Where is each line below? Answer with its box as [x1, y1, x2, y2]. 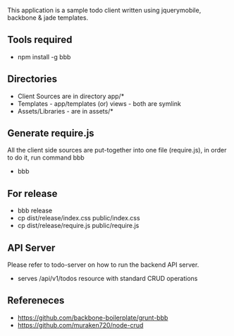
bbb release [17, 206, 53, 215]
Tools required [7, 34, 73, 46]
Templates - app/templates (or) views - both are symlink [17, 99, 181, 108]
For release [7, 187, 58, 200]
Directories [7, 73, 58, 85]
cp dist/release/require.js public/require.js [17, 222, 140, 230]
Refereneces [7, 294, 65, 306]
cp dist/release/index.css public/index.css [17, 214, 140, 222]
